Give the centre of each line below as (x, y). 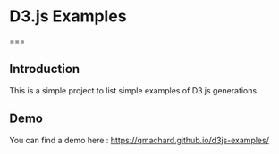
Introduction (45, 69)
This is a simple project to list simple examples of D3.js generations (133, 90)
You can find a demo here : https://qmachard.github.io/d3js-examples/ (139, 140)
